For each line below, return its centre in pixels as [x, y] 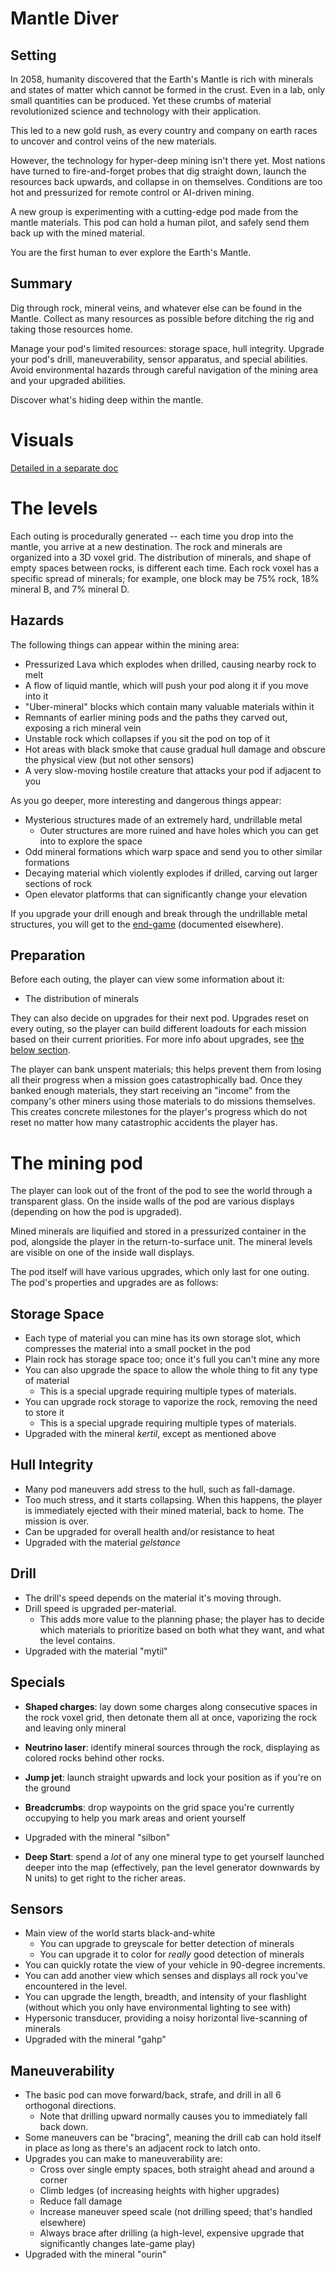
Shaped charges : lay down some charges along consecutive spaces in [171, 1706]
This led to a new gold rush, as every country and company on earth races [164, 130]
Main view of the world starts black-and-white [120, 1933]
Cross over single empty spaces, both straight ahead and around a [177, 2169]
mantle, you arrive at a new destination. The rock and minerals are [146, 546]
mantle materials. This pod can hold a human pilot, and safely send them [160, 222]
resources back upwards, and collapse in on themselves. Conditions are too [166, 181]
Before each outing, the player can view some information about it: [147, 979]
